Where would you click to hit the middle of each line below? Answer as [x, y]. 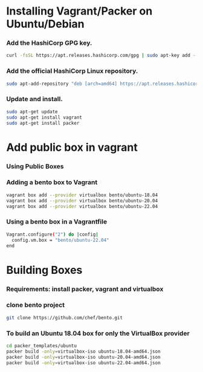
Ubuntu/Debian [45, 24]
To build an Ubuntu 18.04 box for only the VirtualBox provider [98, 333]
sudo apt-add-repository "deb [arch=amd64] [62, 84]
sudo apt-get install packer [43, 123]
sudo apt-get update [32, 111]
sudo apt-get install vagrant [44, 117]
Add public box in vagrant [72, 147]
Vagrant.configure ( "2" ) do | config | [52, 234]
